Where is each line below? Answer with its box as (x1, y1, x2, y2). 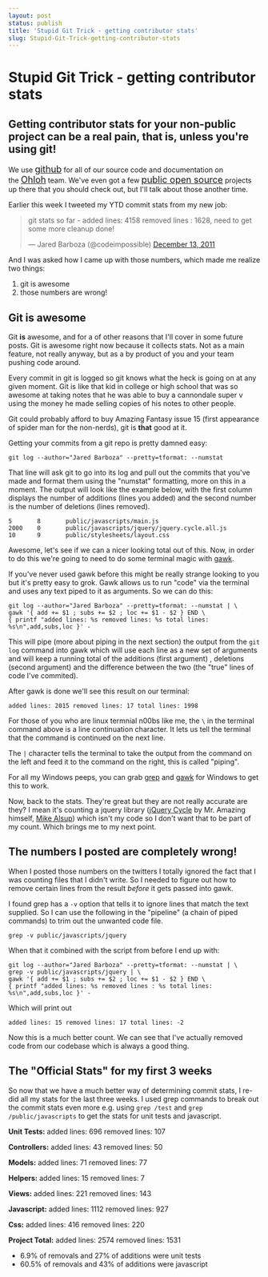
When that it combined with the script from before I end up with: (8, 946, 220, 955)
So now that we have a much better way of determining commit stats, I (8, 1086, 242, 1095)
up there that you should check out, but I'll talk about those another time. (8, 185, 249, 195)
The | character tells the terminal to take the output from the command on (8, 749, 252, 758)
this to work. (8, 781, 50, 791)
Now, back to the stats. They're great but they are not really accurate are (8, 797, 248, 806)
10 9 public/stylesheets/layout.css (8, 532, 170, 540)
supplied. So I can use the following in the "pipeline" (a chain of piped (8, 907, 238, 917)
